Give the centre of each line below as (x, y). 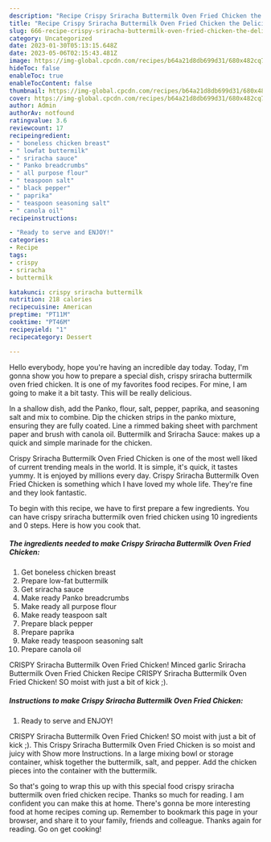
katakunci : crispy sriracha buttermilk (76, 292)
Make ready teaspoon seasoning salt (82, 641)
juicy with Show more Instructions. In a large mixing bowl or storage (121, 753)
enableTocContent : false (51, 83)
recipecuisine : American (51, 307)
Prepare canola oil (51, 649)
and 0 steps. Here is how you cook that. (75, 525)
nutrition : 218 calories (51, 300)
